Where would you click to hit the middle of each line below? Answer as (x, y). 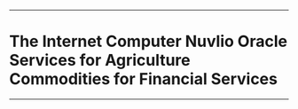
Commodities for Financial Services (143, 79)
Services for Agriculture (100, 61)
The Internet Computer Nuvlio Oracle (149, 42)
